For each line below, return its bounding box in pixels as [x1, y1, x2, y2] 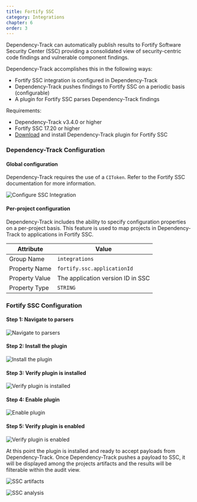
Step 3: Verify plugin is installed [6, 369, 86, 376]
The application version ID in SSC [57, 274, 150, 282]
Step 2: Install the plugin [6, 342, 67, 349]
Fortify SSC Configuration [6, 301, 82, 309]
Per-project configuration [6, 205, 71, 212]
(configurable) [14, 89, 50, 96]
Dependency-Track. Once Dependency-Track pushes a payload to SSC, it [6, 454, 185, 461]
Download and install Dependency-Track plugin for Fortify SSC [14, 131, 168, 138]
